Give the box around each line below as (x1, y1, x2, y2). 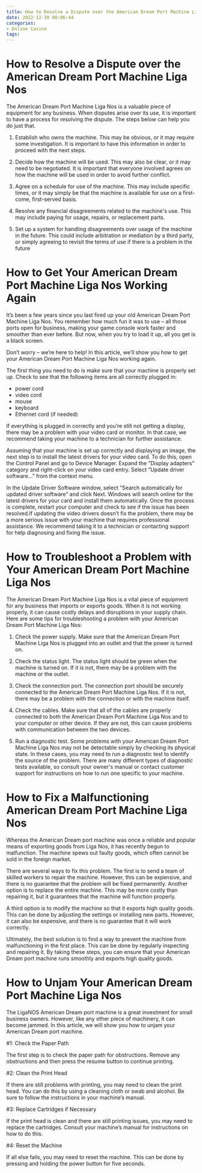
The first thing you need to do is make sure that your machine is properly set (6, 367, 196, 374)
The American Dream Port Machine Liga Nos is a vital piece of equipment (6, 596, 188, 603)
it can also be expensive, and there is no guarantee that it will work (6, 917, 172, 924)
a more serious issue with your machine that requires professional (6, 517, 170, 523)
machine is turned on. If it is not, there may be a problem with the (14, 664, 177, 671)
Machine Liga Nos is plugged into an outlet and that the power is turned (14, 639, 193, 646)
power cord (14, 385, 44, 392)
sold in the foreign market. (6, 855, 72, 863)
